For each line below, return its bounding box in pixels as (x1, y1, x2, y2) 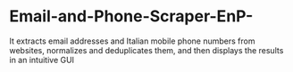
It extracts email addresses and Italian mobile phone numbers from (9, 36, 255, 46)
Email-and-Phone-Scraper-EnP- (9, 6, 254, 27)
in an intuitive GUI (9, 54, 74, 65)
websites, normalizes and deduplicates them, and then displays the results (9, 44, 284, 55)
